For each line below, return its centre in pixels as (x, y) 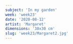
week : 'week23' (21, 15)
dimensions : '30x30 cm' (30, 29)
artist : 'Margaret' (26, 24)
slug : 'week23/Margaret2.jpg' (37, 33)
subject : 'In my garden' (31, 10)
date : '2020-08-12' (26, 19)
